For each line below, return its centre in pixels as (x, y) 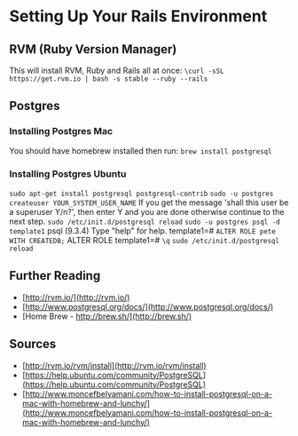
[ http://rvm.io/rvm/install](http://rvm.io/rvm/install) (114, 365)
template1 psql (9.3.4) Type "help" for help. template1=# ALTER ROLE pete (143, 230)
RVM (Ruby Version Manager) (93, 49)
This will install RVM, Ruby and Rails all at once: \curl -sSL (117, 70)
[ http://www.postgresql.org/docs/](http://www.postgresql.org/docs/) (148, 306)
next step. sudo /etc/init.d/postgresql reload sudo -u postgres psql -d (145, 221)
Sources (33, 344)
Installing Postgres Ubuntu (68, 173)
